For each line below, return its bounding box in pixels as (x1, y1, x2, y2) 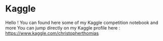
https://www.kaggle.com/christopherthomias (5, 30, 99, 36)
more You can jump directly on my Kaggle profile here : (5, 24, 120, 30)
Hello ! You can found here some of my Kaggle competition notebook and (5, 19, 158, 25)
